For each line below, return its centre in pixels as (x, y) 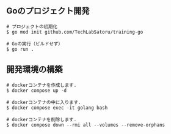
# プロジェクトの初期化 (32, 26)
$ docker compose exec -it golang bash (57, 108)
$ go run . (20, 49)
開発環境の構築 (35, 69)
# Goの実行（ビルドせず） (35, 44)
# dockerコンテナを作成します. (42, 85)
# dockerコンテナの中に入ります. (44, 102)
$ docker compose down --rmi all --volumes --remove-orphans (86, 125)
